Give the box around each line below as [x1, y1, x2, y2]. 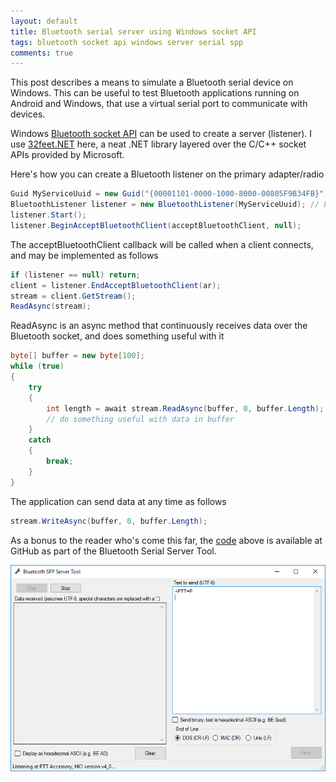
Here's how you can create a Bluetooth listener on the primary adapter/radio [10, 168, 325, 180]
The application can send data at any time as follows [10, 495, 227, 507]
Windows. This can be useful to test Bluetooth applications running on [10, 87, 300, 99]
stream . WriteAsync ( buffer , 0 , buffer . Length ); [10, 516, 208, 526]
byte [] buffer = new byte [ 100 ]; [10, 351, 145, 361]
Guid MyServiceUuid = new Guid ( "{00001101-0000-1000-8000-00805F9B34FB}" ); [10, 189, 333, 199]
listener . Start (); [10, 210, 87, 220]
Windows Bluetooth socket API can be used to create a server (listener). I [10, 128, 313, 140]
